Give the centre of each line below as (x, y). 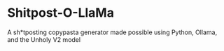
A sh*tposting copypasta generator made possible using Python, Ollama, (112, 32)
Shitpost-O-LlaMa (61, 13)
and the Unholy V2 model (44, 39)
